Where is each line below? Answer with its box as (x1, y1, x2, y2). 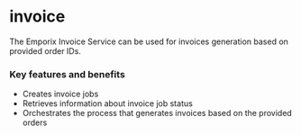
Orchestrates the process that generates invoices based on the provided (22, 108, 293, 119)
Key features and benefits (9, 67, 126, 80)
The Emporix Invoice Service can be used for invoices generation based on (9, 36, 288, 47)
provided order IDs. (9, 45, 81, 56)
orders (22, 117, 48, 128)
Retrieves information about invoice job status (22, 98, 194, 109)
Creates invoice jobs (22, 88, 99, 100)
